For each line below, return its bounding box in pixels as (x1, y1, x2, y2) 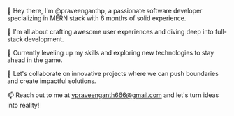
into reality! (7, 101, 40, 109)
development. (24, 35, 64, 43)
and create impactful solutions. (7, 77, 96, 85)
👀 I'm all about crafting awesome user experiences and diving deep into (7, 28, 214, 36)
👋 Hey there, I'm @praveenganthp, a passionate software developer (7, 7, 203, 15)
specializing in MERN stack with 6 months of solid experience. (7, 14, 187, 22)
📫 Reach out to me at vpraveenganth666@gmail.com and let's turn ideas (7, 91, 219, 99)
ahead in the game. (7, 56, 63, 64)
